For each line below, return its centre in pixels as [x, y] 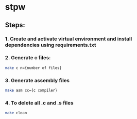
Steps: [15, 25]
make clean [16, 113]
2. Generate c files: [28, 58]
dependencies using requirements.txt [51, 45]
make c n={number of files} [34, 68]
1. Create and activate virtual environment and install [68, 39]
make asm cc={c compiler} [31, 90]
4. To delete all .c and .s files [39, 102]
